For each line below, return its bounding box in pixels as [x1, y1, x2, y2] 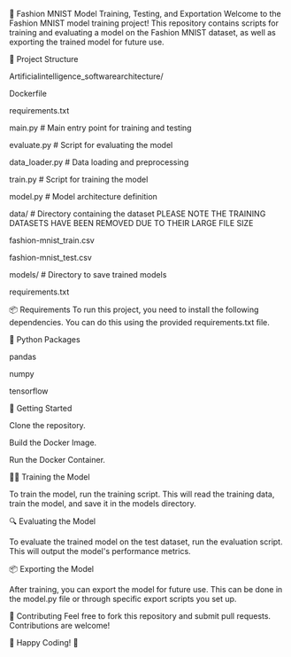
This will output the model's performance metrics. [9, 546, 192, 556]
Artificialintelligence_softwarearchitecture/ [9, 71, 164, 82]
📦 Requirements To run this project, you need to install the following [9, 304, 259, 315]
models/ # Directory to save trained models [9, 270, 167, 279]
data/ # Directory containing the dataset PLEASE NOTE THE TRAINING [9, 208, 266, 219]
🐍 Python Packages [9, 334, 81, 345]
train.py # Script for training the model [9, 174, 149, 184]
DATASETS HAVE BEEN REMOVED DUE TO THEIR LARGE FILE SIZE [9, 218, 254, 228]
